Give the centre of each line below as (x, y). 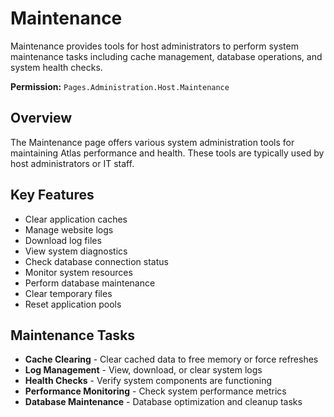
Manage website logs (69, 229)
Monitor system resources (78, 272)
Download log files (63, 240)
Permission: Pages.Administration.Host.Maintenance (120, 86)
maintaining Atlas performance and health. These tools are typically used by (167, 153)
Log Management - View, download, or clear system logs (143, 370)
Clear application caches (76, 219)
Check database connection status (96, 261)
